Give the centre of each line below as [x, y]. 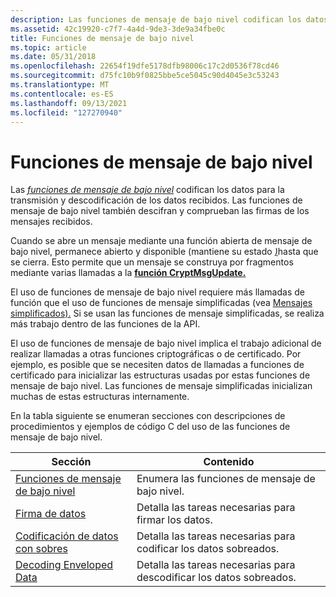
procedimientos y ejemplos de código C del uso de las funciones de [150, 427]
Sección [71, 462]
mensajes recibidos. [51, 222]
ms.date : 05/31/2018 [53, 57]
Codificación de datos [67, 536]
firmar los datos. [174, 520]
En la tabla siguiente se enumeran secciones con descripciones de [148, 416]
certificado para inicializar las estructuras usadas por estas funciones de [160, 375]
